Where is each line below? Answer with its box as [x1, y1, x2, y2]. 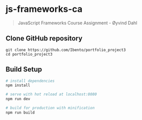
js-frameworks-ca [5, 3, 83, 15]
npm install [5, 83, 30, 88]
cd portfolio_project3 [5, 52, 53, 57]
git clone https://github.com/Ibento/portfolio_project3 [5, 47, 126, 53]
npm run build [5, 110, 35, 115]
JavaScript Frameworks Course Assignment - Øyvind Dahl [17, 20, 138, 26]
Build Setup [5, 65, 42, 74]
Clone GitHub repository [5, 34, 82, 43]
